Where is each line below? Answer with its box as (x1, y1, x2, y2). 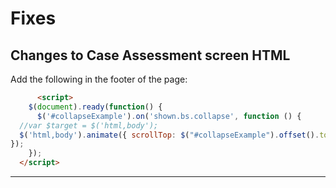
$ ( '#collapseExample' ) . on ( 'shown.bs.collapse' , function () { (36, 111, 302, 121)
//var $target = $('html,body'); (19, 120, 159, 131)
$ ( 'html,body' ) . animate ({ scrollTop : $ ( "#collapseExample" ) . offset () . (19, 130, 320, 140)
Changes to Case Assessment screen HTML (10, 47, 291, 64)
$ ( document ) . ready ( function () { (28, 102, 163, 112)
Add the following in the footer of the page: (10, 73, 188, 85)
